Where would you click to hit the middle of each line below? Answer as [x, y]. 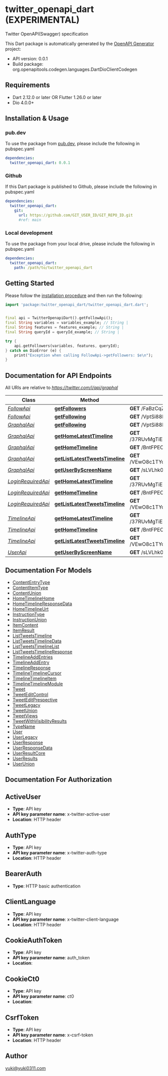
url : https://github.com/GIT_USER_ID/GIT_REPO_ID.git [76, 215]
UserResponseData [32, 748]
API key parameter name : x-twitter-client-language [65, 919]
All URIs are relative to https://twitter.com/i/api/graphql [62, 387]
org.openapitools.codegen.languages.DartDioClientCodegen [75, 69]
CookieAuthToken [34, 940]
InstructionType [28, 614]
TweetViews [25, 716]
